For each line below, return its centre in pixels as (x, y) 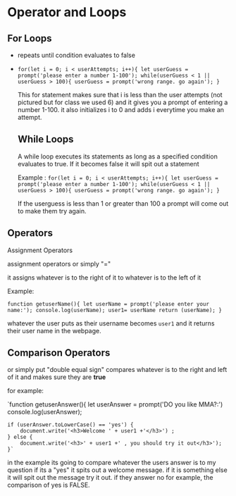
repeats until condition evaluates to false (76, 55)
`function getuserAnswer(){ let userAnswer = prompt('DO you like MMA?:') (115, 404)
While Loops (45, 139)
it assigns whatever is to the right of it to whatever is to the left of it (104, 277)
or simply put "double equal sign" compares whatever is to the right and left (117, 370)
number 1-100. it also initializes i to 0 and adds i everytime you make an (120, 110)
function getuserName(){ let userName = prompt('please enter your (108, 304)
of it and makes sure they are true (57, 377)
